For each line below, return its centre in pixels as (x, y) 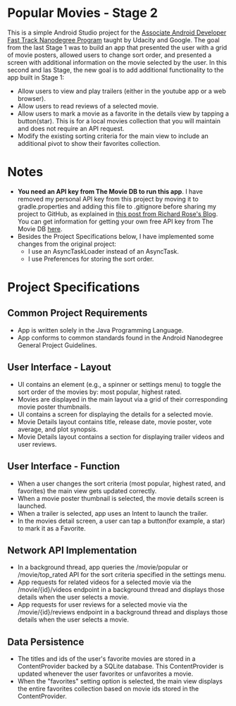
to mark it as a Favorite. (51, 528)
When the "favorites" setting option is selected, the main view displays (120, 681)
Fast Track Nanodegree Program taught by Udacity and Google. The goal (113, 39)
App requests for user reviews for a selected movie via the (103, 605)
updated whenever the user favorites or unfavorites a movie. (105, 674)
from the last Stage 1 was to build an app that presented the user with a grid (117, 47)
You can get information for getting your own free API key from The (115, 221)
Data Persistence (46, 642)
